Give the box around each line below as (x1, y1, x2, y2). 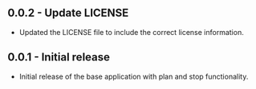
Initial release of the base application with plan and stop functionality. (18, 72, 249, 81)
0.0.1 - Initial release (7, 51, 110, 64)
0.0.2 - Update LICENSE (7, 6, 129, 20)
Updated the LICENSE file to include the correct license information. (18, 27, 244, 37)
